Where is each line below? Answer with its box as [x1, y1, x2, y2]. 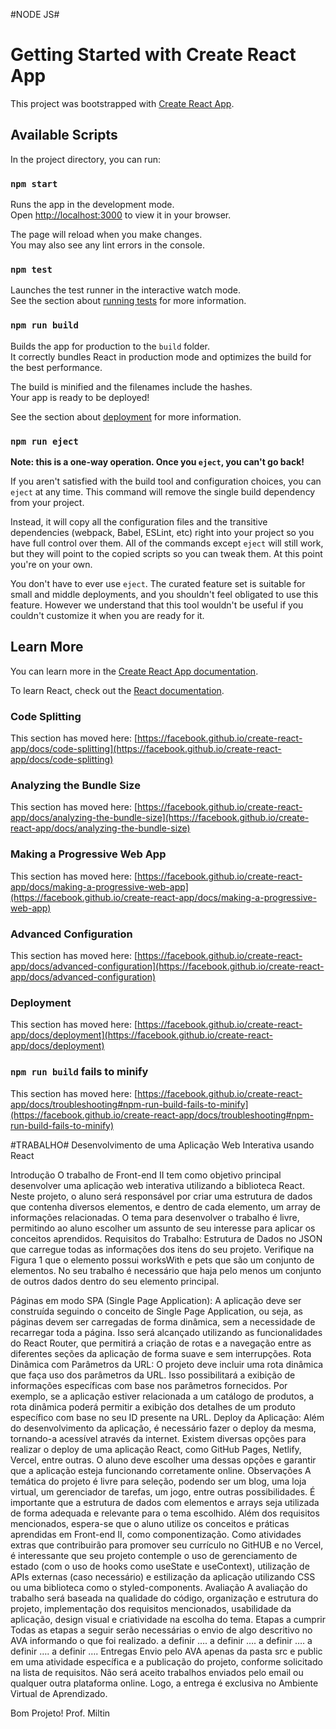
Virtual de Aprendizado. [10, 1687, 108, 1699]
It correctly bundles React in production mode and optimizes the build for [10, 350, 312, 363]
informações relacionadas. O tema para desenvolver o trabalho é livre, [10, 1211, 300, 1223]
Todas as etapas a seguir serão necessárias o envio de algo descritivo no [10, 1624, 313, 1636]
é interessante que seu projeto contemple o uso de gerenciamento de [10, 1549, 298, 1561]
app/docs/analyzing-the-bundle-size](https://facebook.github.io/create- [10, 812, 310, 824]
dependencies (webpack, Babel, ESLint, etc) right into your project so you [10, 526, 315, 538]
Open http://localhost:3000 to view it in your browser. [10, 209, 232, 221]
